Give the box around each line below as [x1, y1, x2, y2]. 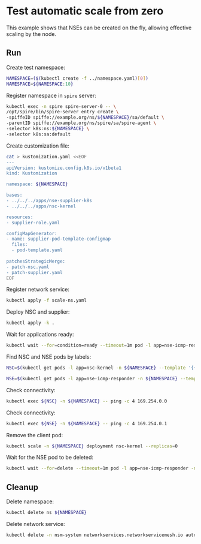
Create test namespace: [6, 64, 66, 71]
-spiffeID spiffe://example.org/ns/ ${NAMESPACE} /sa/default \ [6, 115, 165, 121]
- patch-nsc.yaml [6, 264, 50, 270]
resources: [6, 214, 33, 220]
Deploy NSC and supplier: [6, 308, 70, 315]
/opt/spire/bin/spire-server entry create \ [6, 109, 119, 115]
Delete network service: [6, 520, 65, 527]
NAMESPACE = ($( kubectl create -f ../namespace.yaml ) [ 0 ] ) [6, 75, 148, 82]
